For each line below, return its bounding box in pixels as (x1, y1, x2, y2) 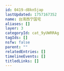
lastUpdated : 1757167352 (5, 12, 57, 17)
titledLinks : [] (5, 58, 39, 63)
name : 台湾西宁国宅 (5, 16, 41, 21)
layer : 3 (5, 26, 23, 31)
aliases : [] (5, 21, 30, 26)
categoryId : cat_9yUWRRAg (5, 30, 59, 35)
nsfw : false (5, 40, 30, 45)
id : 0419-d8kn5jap (5, 7, 43, 12)
